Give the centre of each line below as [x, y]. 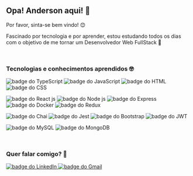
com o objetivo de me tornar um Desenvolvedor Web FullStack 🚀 [84, 42]
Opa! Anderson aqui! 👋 [48, 11]
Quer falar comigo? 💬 [37, 154]
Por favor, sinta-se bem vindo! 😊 [46, 24]
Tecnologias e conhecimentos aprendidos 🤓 [70, 69]
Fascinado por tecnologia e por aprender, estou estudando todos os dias [94, 36]
